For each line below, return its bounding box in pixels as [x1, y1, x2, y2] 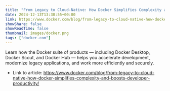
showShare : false [5, 21, 42, 27]
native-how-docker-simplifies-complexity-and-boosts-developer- [12, 75, 150, 81]
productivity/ [12, 80, 39, 86]
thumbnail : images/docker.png [5, 31, 69, 36]
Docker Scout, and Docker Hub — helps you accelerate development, [5, 54, 150, 60]
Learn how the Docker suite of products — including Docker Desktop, [5, 49, 150, 55]
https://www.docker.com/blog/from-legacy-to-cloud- [43, 69, 155, 75]
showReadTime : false [5, 26, 49, 31]
